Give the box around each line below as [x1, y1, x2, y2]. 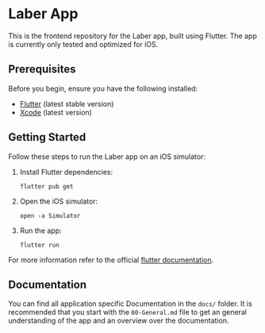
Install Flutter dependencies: [19, 167, 113, 176]
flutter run [19, 241, 60, 249]
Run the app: [19, 226, 62, 235]
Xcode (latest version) [19, 107, 93, 117]
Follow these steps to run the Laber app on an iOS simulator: [8, 152, 206, 161]
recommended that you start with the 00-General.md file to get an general [8, 308, 248, 317]
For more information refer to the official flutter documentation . [8, 255, 214, 265]
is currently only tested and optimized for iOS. [8, 39, 159, 48]
